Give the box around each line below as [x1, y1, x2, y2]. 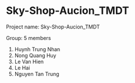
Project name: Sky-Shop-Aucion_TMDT [6, 23, 100, 30]
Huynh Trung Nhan [14, 45, 61, 53]
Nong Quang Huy [14, 52, 56, 59]
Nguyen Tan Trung [14, 70, 59, 77]
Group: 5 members [6, 34, 51, 41]
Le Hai [14, 64, 30, 71]
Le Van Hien [14, 58, 44, 65]
